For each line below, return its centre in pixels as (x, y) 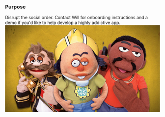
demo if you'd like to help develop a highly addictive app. (63, 23)
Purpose (15, 7)
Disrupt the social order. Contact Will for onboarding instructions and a (77, 18)
